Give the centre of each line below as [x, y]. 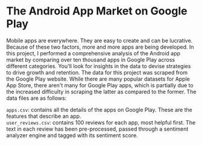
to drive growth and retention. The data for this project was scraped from [97, 72]
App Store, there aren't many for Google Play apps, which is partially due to [100, 85]
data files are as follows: [36, 98]
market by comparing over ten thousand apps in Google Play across [91, 60]
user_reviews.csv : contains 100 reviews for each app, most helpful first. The [101, 122]
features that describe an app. [44, 116]
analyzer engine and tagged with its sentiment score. [72, 135]
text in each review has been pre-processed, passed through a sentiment [97, 129]
